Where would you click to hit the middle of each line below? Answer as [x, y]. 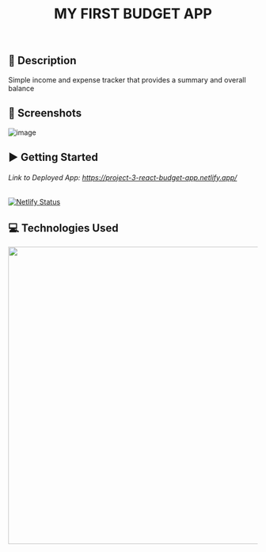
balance [21, 88]
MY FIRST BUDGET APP [133, 14]
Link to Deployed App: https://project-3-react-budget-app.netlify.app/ [123, 177]
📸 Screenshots [45, 113]
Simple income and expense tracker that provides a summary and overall [127, 79]
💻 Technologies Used [63, 228]
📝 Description [42, 61]
